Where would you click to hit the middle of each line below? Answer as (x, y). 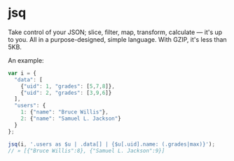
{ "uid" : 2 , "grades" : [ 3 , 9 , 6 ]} (66, 93)
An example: (26, 60)
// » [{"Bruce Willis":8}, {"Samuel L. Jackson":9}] (87, 151)
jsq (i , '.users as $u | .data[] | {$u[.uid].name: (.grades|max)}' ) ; (112, 144)
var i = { (22, 73)
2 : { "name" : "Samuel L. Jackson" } (71, 119)
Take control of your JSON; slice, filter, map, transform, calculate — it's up (115, 32)
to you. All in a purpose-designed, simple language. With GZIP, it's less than (117, 39)
